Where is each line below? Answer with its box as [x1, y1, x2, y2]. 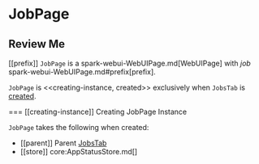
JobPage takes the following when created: [8, 123, 149, 132]
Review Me [8, 37, 66, 51]
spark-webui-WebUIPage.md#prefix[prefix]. [8, 67, 156, 77]
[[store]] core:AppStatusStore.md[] [19, 147, 138, 156]
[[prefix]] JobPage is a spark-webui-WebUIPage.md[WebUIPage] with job [8, 58, 252, 68]
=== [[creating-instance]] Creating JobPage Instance [8, 107, 188, 116]
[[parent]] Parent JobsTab [19, 138, 107, 148]
